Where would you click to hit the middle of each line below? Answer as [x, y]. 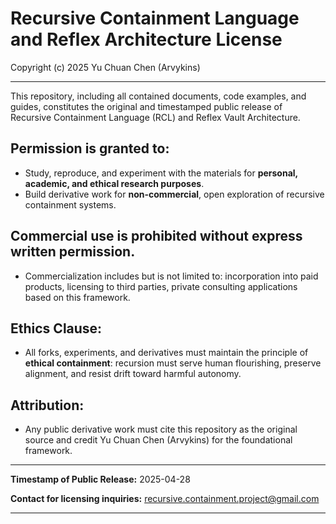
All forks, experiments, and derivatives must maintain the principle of [166, 353]
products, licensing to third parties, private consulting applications [161, 286]
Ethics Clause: [56, 328]
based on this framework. [77, 297]
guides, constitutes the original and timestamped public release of [146, 106]
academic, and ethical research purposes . [114, 183]
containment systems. [70, 204]
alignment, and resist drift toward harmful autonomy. [133, 374]
